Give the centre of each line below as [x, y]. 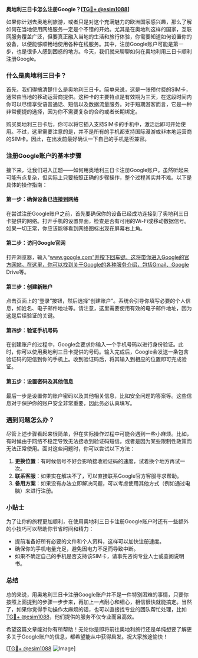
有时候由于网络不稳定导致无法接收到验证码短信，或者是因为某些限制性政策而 [99, 441]
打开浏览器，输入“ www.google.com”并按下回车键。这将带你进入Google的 [95, 257]
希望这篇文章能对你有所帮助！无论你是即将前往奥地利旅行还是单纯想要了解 [96, 629]
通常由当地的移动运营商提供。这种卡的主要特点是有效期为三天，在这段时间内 [99, 97]
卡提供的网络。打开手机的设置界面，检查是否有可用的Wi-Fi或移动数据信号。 [98, 221]
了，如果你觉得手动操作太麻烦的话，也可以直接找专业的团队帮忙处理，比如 [96, 609]
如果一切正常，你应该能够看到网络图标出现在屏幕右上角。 [76, 228]
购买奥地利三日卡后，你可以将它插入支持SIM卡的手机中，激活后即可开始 [93, 124]
